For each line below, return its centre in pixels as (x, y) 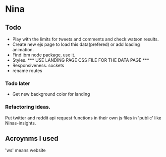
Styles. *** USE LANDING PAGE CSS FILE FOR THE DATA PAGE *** (81, 60)
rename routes (27, 71)
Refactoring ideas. (28, 107)
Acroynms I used (32, 138)
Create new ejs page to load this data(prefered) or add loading (76, 44)
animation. (23, 50)
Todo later (18, 83)
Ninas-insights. (21, 123)
